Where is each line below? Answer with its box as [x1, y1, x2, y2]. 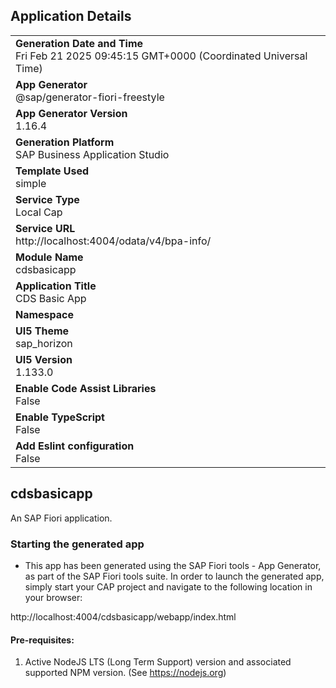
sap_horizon [15, 336, 73, 350]
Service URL [15, 221, 76, 235]
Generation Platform [15, 135, 115, 149]
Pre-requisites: [10, 634, 75, 646]
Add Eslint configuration [15, 439, 135, 453]
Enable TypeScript [15, 410, 105, 424]
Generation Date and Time [15, 36, 144, 50]
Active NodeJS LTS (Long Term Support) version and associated [24, 656, 292, 668]
